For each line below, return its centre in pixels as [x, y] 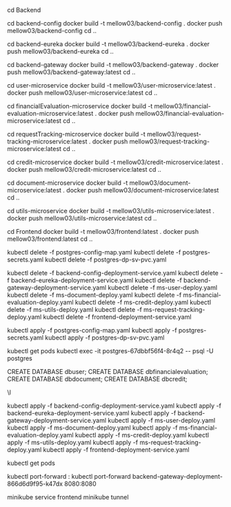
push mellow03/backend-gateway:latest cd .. [71, 72]
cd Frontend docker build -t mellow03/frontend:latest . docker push [103, 231]
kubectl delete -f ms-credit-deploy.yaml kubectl [143, 302]
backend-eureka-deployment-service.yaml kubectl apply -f [92, 413]
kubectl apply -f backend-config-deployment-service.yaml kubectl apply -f [114, 406]
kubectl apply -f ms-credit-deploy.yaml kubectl [142, 435]
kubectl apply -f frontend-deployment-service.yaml [116, 450]
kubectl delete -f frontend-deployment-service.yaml [117, 317]
